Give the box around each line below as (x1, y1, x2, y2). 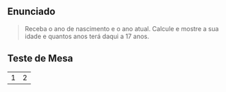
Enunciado (7, 6, 56, 18)
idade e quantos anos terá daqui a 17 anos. (24, 32, 150, 40)
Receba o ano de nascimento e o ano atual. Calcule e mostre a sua (24, 24, 219, 33)
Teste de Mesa (7, 52, 73, 64)
